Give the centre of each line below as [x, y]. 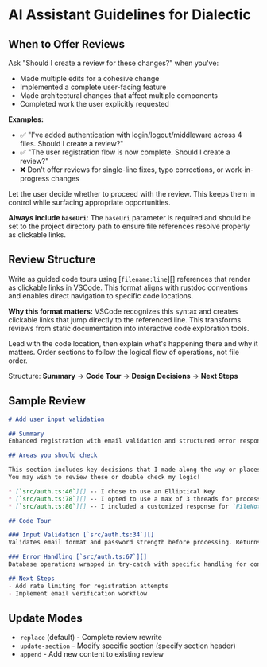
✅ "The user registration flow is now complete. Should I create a [125, 152]
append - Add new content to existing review [92, 654]
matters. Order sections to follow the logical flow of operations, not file [124, 352]
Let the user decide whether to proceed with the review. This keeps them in [132, 194]
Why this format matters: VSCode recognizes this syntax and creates [123, 311]
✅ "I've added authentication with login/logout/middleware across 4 [131, 135]
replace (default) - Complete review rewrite [91, 638]
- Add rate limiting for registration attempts [89, 586]
